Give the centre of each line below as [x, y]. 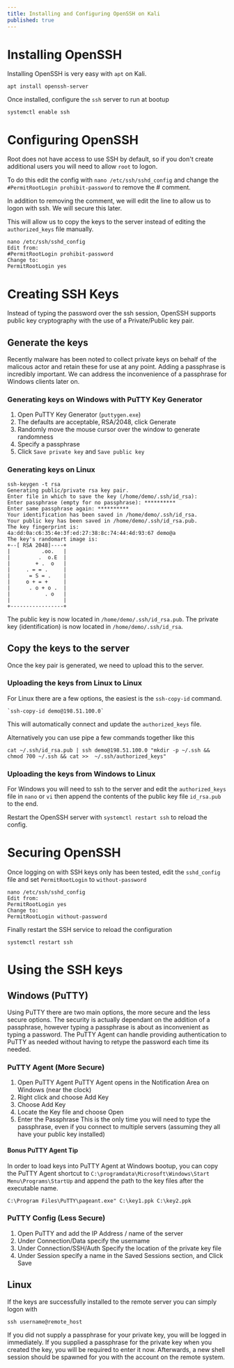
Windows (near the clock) [54, 1090]
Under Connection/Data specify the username [84, 1241]
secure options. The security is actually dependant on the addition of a [109, 1020]
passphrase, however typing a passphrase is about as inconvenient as [108, 1027]
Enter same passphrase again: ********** [68, 508]
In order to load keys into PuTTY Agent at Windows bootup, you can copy [112, 1166]
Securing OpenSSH [64, 853]
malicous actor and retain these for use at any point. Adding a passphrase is [117, 367]
